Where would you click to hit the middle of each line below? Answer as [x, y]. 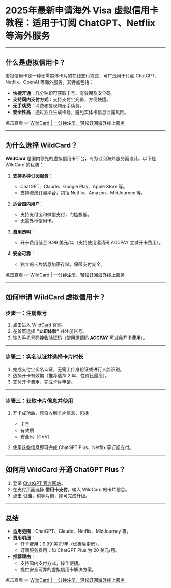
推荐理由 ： [24, 557]
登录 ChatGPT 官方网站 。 [39, 483]
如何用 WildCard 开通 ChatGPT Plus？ [65, 470]
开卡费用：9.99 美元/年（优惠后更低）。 [61, 544]
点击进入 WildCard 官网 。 [39, 325]
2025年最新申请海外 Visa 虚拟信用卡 [82, 10]
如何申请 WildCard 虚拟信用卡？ [55, 297]
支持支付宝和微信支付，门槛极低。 [56, 214]
